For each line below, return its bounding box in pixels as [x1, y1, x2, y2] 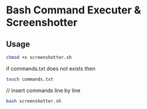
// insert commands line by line [6, 87, 81, 94]
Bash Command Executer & [6, 3, 142, 17]
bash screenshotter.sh [6, 98, 61, 104]
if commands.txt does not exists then [6, 65, 95, 72]
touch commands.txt [6, 76, 54, 82]
